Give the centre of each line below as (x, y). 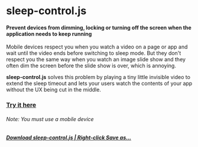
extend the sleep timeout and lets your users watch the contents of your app (99, 83)
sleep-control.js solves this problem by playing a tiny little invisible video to (98, 77)
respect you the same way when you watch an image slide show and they (96, 60)
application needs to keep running (49, 34)
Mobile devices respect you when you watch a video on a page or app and (97, 47)
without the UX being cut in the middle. (54, 90)
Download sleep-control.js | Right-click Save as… (69, 138)
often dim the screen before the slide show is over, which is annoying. (91, 66)
